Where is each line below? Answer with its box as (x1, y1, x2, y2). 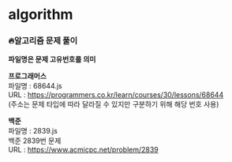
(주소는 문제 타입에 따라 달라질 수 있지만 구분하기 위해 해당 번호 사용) (8, 100, 219, 109)
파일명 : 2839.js (8, 126, 58, 136)
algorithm (8, 6, 73, 24)
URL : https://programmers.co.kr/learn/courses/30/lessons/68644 (8, 90, 224, 100)
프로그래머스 (8, 71, 47, 81)
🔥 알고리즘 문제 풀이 (8, 36, 78, 47)
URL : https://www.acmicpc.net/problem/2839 (8, 145, 159, 155)
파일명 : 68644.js (8, 81, 63, 91)
